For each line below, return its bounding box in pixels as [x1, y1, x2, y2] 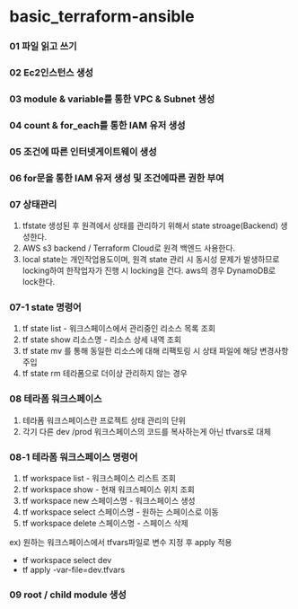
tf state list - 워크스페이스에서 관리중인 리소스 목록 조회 [22, 323, 216, 334]
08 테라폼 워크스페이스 [9, 393, 102, 405]
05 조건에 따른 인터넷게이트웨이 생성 [9, 146, 157, 158]
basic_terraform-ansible [9, 6, 195, 27]
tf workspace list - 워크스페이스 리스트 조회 [22, 472, 177, 483]
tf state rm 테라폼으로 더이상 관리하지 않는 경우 [22, 368, 188, 379]
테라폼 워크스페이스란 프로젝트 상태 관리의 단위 [22, 415, 186, 426]
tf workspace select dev [22, 554, 112, 565]
